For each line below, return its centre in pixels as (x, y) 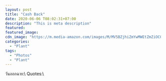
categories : (17, 42)
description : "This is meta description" (48, 23)
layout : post (19, 10)
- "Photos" (21, 55)
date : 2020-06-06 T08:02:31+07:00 (41, 19)
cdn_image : (16, 37)
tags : (11, 51)
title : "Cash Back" (25, 14)
